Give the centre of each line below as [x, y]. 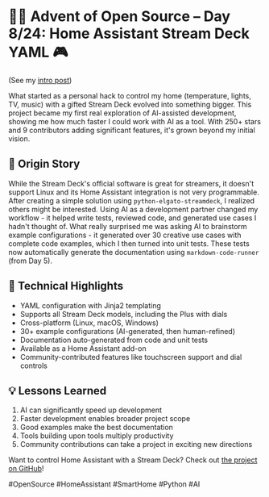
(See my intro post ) [40, 80]
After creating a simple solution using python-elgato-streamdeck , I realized [132, 200]
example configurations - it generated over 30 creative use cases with [125, 235]
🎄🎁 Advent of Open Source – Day [120, 17]
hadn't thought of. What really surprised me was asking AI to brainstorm [128, 226]
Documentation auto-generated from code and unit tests [114, 340]
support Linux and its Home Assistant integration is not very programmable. [134, 192]
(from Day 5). [30, 261]
